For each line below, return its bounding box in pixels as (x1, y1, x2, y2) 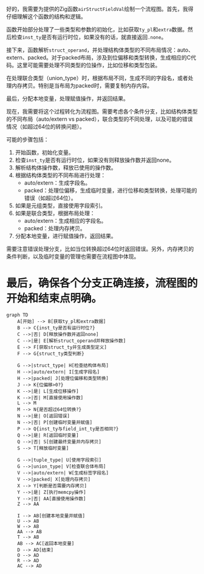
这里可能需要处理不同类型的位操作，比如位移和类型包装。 (16, 61, 161, 69)
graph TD (6, 312, 29, 318)
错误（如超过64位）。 (24, 194, 77, 202)
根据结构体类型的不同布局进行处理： (15, 172, 106, 179)
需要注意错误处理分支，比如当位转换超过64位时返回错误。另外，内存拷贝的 (6, 245, 194, 252)
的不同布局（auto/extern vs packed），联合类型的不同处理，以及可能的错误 (6, 115, 193, 123)
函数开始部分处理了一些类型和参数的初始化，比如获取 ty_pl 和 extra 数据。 (6, 26, 188, 33)
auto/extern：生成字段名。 (24, 179, 91, 186)
